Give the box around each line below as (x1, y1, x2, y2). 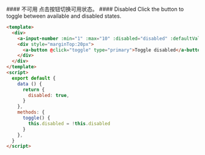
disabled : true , (28, 92, 70, 98)
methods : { (17, 109, 45, 115)
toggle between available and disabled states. (6, 12, 122, 20)
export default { (12, 75, 56, 81)
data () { (17, 81, 43, 87)
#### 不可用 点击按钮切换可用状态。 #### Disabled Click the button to (6, 5, 184, 13)
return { (22, 87, 45, 93)
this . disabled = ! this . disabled (28, 120, 111, 126)
